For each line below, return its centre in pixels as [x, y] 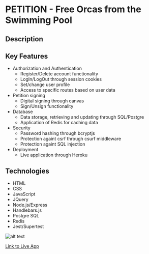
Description [24, 39]
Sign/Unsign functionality [47, 106]
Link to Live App [22, 246]
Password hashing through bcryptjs [57, 133]
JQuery [21, 200]
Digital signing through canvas [52, 101]
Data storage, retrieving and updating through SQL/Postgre [82, 117]
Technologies [27, 171]
